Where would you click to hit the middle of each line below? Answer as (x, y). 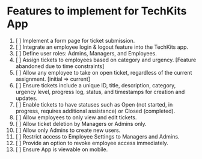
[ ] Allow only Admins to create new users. (68, 130)
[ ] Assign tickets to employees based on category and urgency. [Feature (106, 60)
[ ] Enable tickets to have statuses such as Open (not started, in (94, 104)
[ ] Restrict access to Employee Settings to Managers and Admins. (97, 136)
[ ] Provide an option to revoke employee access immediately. (92, 143)
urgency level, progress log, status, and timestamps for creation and (100, 92)
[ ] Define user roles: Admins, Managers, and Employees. (86, 53)
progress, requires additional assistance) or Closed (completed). (95, 111)
